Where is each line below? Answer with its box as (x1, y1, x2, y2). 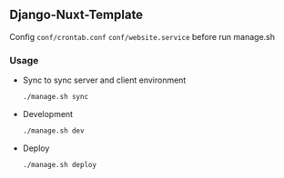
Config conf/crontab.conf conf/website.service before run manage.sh (9, 31, 276, 42)
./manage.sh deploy (22, 160, 97, 169)
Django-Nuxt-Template (9, 7, 144, 23)
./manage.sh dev (22, 126, 85, 135)
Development (22, 108, 74, 119)
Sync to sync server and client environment (22, 74, 187, 85)
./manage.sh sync (22, 93, 89, 102)
